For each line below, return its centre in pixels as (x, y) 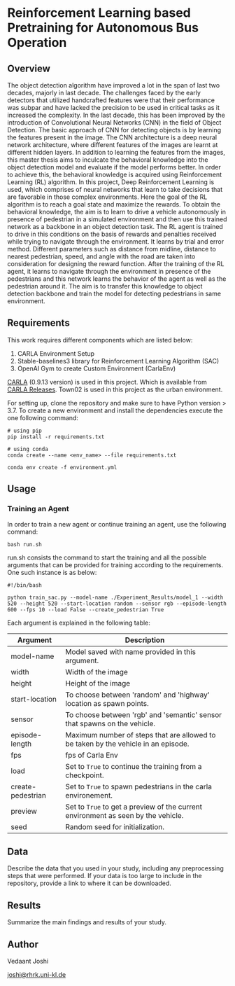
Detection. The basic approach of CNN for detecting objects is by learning (114, 130)
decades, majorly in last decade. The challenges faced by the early (104, 93)
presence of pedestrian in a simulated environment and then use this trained (117, 219)
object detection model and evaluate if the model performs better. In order (114, 167)
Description (145, 640)
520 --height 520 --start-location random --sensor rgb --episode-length (117, 604)
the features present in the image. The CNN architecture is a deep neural (112, 137)
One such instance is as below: (52, 572)
